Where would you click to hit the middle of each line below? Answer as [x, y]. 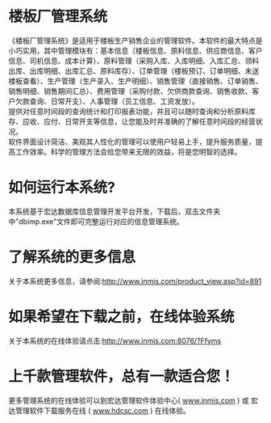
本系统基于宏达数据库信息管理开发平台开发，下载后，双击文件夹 [114, 211]
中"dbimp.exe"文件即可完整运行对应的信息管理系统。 [96, 221]
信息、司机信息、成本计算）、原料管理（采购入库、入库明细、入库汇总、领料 [134, 61]
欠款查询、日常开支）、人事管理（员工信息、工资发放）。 [107, 101]
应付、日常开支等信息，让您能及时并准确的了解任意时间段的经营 [149, 121]
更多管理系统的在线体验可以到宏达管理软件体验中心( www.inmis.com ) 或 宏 [133, 400]
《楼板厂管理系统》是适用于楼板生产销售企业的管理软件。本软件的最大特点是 [135, 40]
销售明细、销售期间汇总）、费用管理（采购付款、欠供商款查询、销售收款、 [130, 91]
